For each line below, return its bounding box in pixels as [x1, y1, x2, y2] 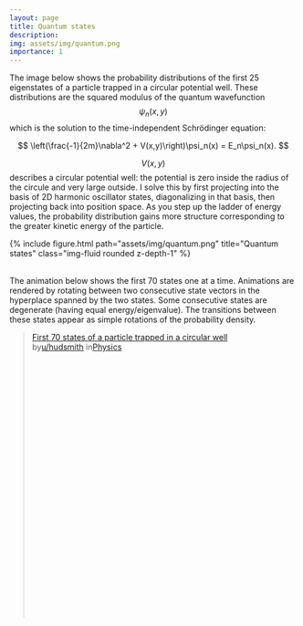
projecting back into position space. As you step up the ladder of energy [9, 201, 282, 212]
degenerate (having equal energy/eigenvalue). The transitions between [9, 304, 277, 315]
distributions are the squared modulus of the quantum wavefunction [9, 92, 266, 103]
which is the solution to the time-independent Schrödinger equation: [9, 122, 266, 133]
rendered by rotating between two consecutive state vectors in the [9, 285, 260, 296]
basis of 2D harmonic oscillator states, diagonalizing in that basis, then [9, 191, 276, 202]
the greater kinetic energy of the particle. [9, 220, 164, 231]
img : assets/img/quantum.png [9, 38, 120, 48]
